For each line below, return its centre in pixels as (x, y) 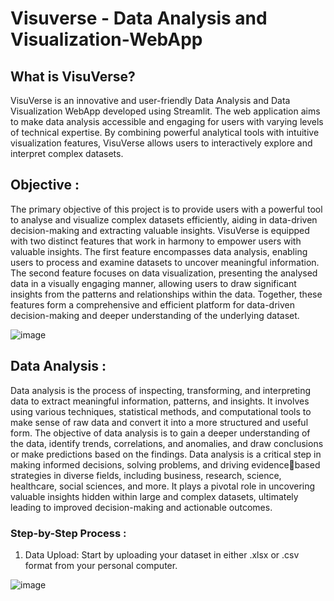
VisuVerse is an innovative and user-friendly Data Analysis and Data (150, 100)
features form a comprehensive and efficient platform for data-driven (153, 304)
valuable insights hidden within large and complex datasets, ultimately (154, 496)
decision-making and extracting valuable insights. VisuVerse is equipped (160, 230)
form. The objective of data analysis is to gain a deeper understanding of (160, 433)
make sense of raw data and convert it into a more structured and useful (159, 422)
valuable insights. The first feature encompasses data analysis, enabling (159, 251)
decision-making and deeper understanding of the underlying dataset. (155, 315)
